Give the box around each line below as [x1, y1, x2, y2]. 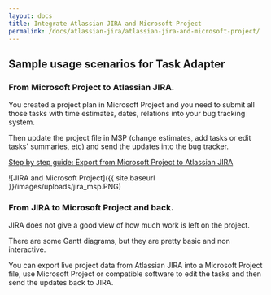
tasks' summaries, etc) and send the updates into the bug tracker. [8, 141, 229, 151]
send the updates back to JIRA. [8, 278, 114, 288]
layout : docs [8, 11, 53, 20]
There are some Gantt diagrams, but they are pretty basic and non [8, 236, 230, 246]
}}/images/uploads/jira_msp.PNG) [8, 182, 122, 192]
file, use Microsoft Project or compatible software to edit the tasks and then [8, 269, 262, 279]
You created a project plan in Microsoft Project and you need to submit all [8, 100, 255, 110]
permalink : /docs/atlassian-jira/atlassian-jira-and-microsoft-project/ [8, 27, 260, 35]
